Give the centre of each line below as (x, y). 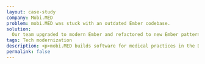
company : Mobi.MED (30, 18)
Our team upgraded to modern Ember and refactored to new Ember (95, 35)
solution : (19, 29)
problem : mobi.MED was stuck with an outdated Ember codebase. (88, 23)
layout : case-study (31, 12)
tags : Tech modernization (39, 40)
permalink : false (28, 52)
